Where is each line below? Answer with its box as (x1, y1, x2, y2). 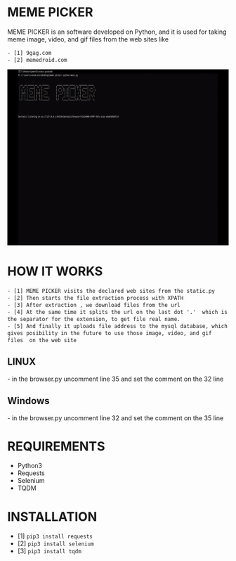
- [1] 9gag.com (7, 49, 52, 56)
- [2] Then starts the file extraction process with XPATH (7, 294, 184, 301)
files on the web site (7, 336, 77, 343)
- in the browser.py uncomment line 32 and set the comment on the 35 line (7, 413, 224, 422)
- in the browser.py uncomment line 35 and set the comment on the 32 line (7, 374, 224, 383)
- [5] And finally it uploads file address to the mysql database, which (7, 322, 228, 329)
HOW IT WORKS (7, 263, 103, 279)
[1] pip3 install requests (17, 532, 93, 541)
